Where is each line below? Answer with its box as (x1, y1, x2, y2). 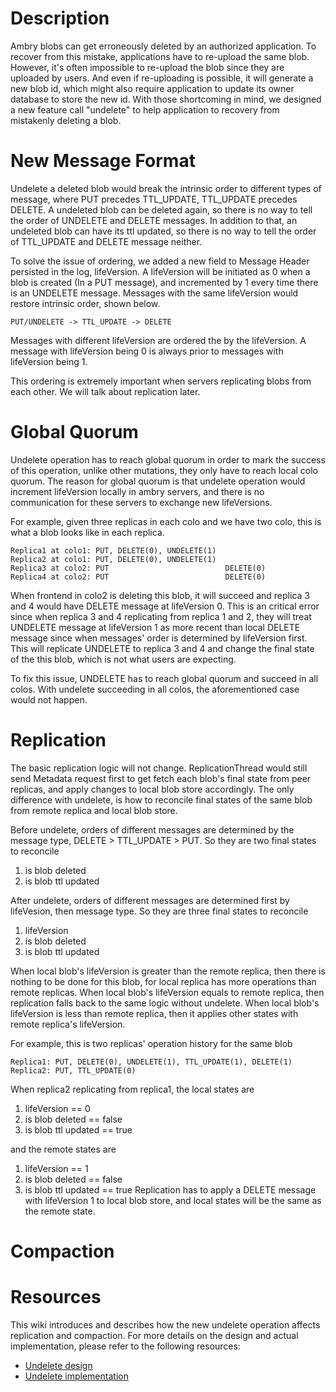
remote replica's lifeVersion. (10, 1018, 126, 1030)
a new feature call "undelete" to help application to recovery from (10, 103, 280, 116)
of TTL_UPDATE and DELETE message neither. (10, 235, 203, 247)
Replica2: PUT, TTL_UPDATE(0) (10, 1065, 137, 1076)
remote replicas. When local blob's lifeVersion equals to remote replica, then (10, 986, 325, 998)
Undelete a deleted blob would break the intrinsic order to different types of (10, 182, 322, 194)
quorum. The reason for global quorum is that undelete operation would (10, 475, 306, 487)
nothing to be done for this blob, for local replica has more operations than (10, 975, 317, 987)
